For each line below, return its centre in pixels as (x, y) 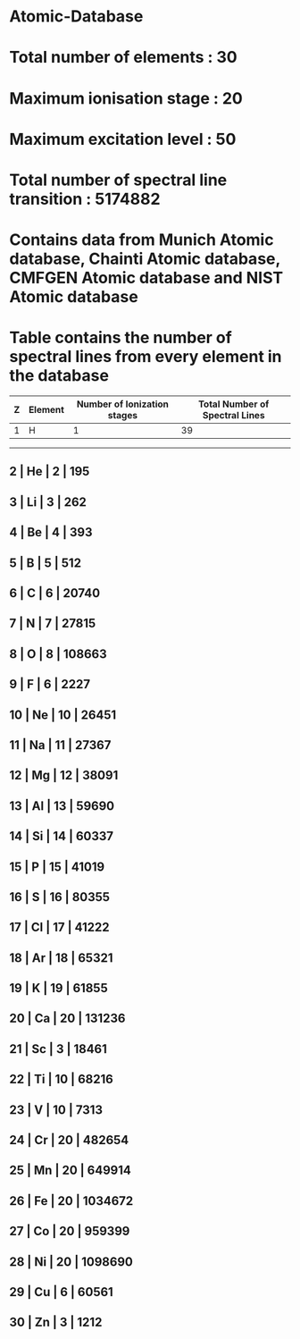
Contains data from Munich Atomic (142, 240)
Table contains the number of (121, 338)
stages (123, 416)
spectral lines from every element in (146, 357)
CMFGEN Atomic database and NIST (146, 278)
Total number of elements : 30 (124, 58)
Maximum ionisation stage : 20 (126, 98)
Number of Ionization (123, 404)
